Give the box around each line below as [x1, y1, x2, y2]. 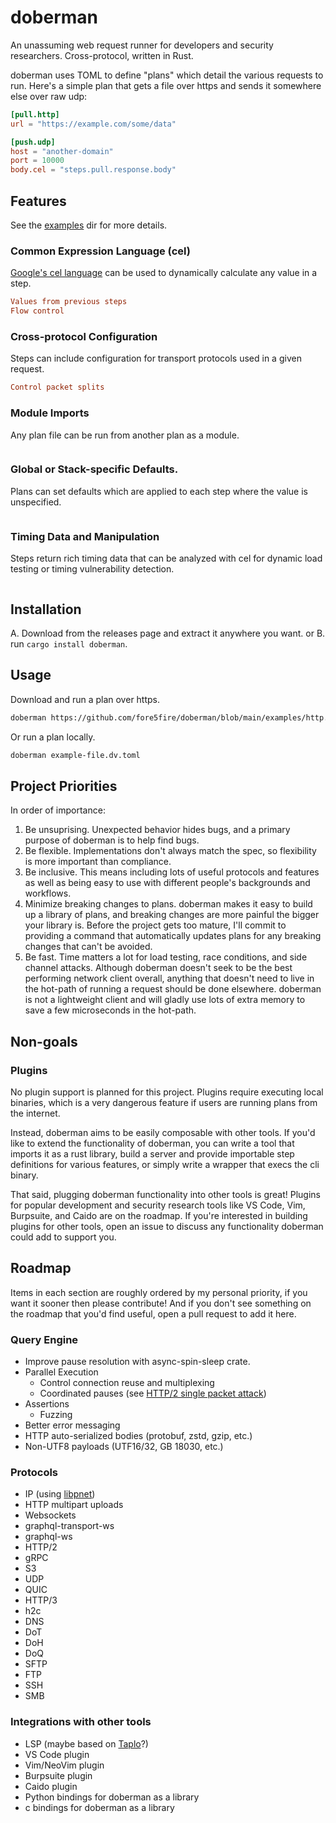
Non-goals [10, 1033, 78, 1050]
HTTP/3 [24, 1594, 58, 1606]
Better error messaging [24, 1419, 121, 1431]
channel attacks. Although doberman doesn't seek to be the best [24, 962, 293, 974]
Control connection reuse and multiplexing [39, 1377, 215, 1389]
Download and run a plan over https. [10, 693, 161, 705]
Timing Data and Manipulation [10, 529, 160, 543]
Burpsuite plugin [24, 1769, 93, 1781]
